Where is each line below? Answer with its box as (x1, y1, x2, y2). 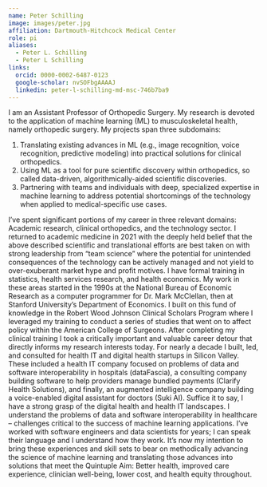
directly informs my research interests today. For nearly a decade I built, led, (8, 342, 259, 352)
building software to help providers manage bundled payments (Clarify (8, 376, 241, 386)
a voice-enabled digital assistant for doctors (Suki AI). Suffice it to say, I (8, 393, 244, 403)
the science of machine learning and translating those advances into (8, 453, 234, 462)
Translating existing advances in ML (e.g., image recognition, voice (19, 141, 240, 150)
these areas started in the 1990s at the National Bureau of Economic (8, 283, 233, 292)
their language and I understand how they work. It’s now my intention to (8, 436, 244, 445)
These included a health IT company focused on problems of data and (8, 359, 239, 369)
